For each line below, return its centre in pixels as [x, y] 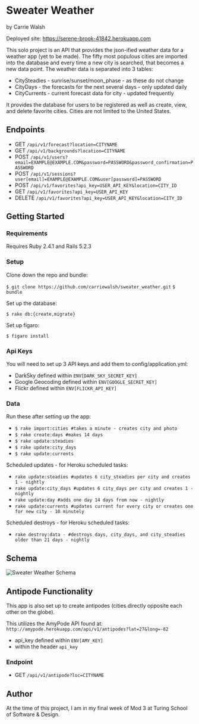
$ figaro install [28, 336]
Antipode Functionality [50, 591]
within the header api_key [46, 647]
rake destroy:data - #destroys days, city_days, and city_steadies [100, 535]
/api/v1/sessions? [53, 174]
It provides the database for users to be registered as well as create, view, [97, 104]
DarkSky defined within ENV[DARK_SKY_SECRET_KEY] [76, 375]
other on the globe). [31, 612]
